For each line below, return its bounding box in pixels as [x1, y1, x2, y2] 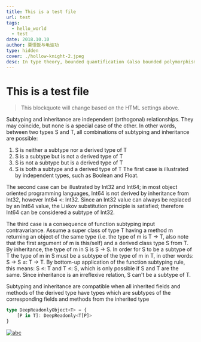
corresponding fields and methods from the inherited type [6, 295, 150, 303]
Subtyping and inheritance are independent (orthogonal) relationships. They [6, 116, 194, 123]
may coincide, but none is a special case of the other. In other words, [6, 122, 176, 129]
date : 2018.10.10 [6, 36, 50, 42]
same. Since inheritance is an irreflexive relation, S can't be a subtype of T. [6, 271, 191, 279]
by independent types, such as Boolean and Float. [14, 172, 139, 179]
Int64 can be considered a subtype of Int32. [6, 209, 115, 216]
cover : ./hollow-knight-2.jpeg [6, 53, 84, 59]
